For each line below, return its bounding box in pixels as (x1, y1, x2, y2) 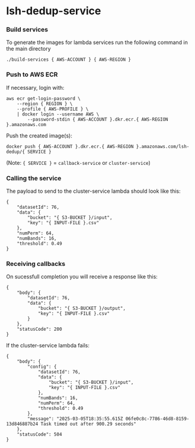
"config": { (27, 364, 57, 370)
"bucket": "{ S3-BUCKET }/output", (37, 305, 126, 312)
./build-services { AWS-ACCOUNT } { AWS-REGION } (6, 57, 132, 63)
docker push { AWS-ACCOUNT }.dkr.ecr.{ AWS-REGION (6, 143, 134, 149)
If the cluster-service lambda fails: (6, 342, 90, 349)
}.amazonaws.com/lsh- (136, 143, 190, 149)
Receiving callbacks (6, 260, 66, 268)
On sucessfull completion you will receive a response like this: (6, 273, 158, 280)
